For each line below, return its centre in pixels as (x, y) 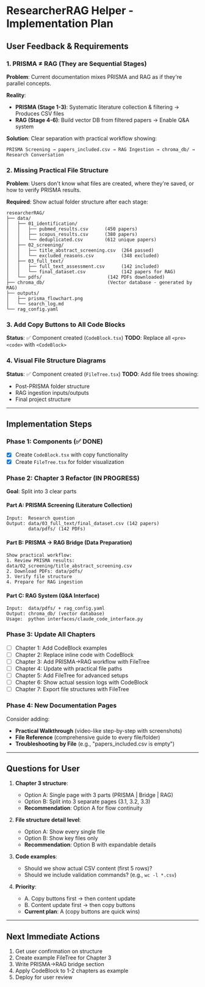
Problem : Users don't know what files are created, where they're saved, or (100, 183)
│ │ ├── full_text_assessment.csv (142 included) (83, 266)
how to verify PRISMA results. (44, 190)
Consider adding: (28, 719)
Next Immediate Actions (53, 937)
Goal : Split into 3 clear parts (41, 491)
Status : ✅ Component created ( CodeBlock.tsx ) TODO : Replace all (88, 338)
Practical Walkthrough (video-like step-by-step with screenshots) (99, 730)
